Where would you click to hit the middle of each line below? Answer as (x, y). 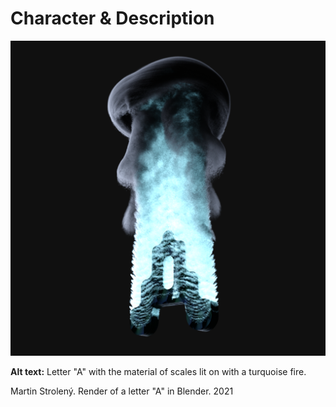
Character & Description (112, 18)
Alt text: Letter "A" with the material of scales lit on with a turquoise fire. (158, 371)
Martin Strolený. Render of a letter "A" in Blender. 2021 (122, 391)
